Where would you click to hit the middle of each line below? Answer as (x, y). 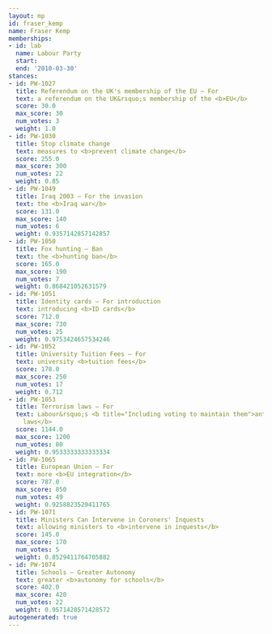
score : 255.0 (38, 158)
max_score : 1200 (43, 437)
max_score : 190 (41, 272)
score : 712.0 (38, 316)
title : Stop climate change (63, 144)
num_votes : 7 (38, 279)
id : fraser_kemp (36, 23)
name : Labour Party (49, 53)
